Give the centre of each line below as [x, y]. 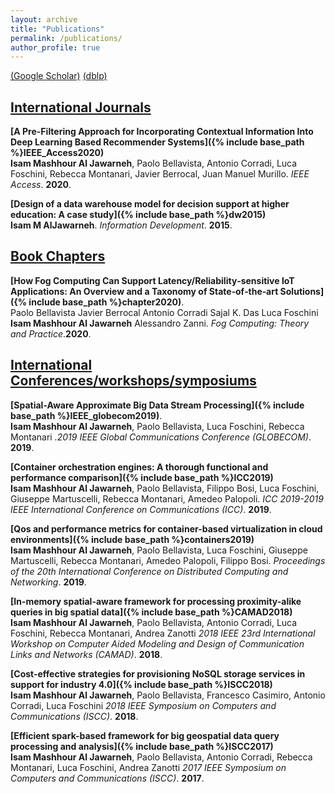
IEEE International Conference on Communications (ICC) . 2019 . [141, 509]
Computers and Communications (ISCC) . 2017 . [107, 778]
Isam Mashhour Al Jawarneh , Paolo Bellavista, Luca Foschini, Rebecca [157, 426]
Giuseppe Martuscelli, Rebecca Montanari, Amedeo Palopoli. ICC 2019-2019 [167, 498]
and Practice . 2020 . [51, 333]
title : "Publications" [57, 29]
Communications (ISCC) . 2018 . [74, 716]
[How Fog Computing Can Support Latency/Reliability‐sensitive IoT [152, 280]
